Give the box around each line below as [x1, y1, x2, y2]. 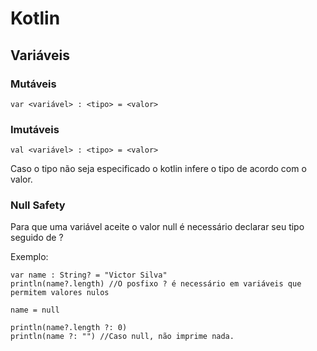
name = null [10, 305, 60, 316]
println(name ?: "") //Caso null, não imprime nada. [10, 332, 235, 342]
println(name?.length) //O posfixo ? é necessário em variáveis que [10, 279, 302, 289]
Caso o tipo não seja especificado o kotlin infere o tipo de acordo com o [10, 163, 307, 175]
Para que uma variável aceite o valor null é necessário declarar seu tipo [10, 221, 305, 233]
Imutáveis [10, 122, 60, 136]
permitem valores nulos [10, 288, 110, 298]
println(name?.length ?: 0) [10, 323, 128, 333]
